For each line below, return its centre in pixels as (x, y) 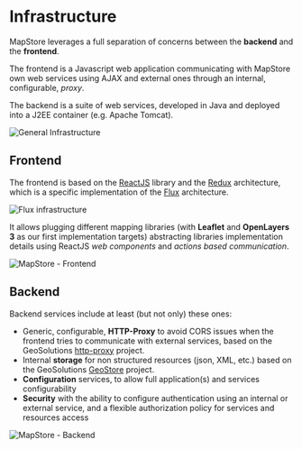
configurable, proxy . (47, 87)
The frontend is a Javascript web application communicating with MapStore (150, 69)
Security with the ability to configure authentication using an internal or (155, 398)
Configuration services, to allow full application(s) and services (141, 379)
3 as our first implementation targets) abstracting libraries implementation (146, 236)
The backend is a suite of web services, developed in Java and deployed (145, 105)
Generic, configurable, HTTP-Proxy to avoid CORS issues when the (148, 331)
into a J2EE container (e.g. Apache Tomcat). (92, 115)
